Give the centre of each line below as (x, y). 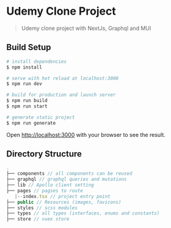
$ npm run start (27, 106)
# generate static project (41, 117)
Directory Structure (44, 154)
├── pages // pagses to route (45, 191)
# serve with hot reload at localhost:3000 (63, 78)
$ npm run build (27, 101)
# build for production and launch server (61, 95)
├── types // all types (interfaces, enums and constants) (83, 213)
